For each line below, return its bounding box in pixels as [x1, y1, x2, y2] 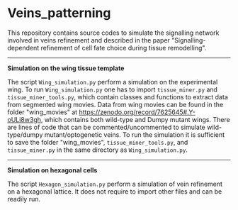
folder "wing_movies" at [7, 108, 78, 116]
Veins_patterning [7, 5, 111, 21]
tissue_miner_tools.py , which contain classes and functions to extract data [7, 92, 228, 101]
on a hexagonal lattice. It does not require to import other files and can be [7, 187, 222, 196]
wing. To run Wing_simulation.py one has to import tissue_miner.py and [7, 85, 218, 94]
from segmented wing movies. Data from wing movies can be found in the [7, 100, 224, 109]
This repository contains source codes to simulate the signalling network [7, 28, 220, 37]
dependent [7, 43, 40, 52]
